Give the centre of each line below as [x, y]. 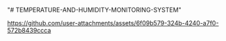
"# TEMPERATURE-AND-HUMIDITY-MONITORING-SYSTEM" [95, 10]
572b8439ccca [29, 30]
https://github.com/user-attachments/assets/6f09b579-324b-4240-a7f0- [113, 23]
